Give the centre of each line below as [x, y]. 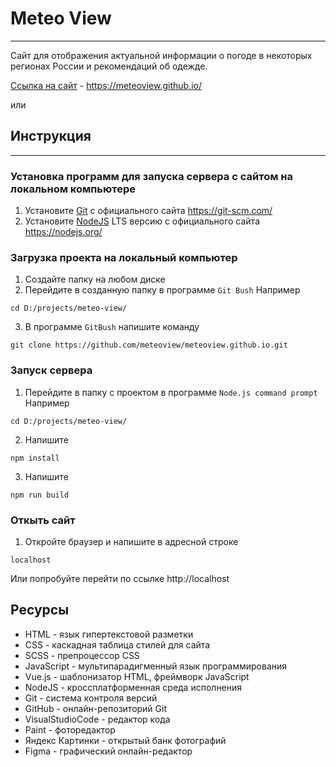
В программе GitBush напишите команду [112, 327]
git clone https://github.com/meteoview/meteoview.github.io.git [149, 345]
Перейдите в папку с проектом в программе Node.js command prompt [171, 392]
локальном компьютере [73, 189]
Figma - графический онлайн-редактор [108, 751]
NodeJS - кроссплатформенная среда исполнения [133, 687]
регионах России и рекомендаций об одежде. [109, 66]
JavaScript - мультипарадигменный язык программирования [156, 666]
